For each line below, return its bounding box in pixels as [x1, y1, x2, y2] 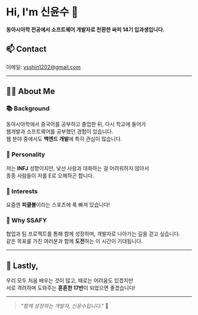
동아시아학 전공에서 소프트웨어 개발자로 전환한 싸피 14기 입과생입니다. [6, 26, 165, 33]
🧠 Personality [6, 151, 45, 159]
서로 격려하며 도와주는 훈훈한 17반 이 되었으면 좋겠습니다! [6, 284, 136, 291]
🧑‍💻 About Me [6, 87, 55, 97]
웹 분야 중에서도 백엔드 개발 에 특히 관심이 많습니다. [6, 135, 123, 142]
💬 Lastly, [6, 260, 39, 271]
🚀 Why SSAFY [6, 216, 47, 224]
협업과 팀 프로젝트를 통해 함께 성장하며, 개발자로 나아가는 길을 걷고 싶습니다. [6, 230, 181, 237]
